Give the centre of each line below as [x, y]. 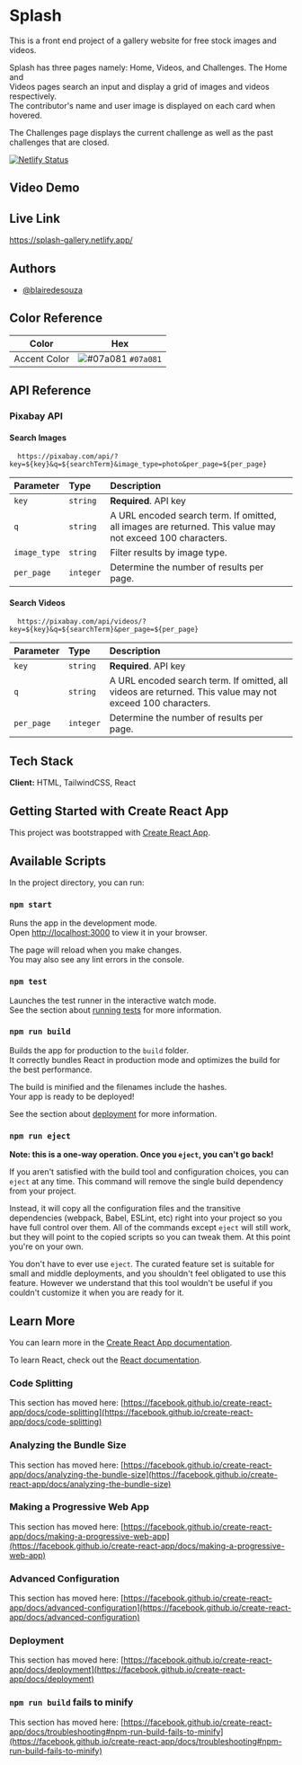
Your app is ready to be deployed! [72, 1096]
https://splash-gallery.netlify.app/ [71, 240]
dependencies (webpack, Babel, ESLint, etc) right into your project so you [146, 1218]
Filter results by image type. [169, 553]
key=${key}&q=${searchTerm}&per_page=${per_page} [104, 630]
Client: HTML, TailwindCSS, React [73, 783]
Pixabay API [36, 416]
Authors [33, 268]
